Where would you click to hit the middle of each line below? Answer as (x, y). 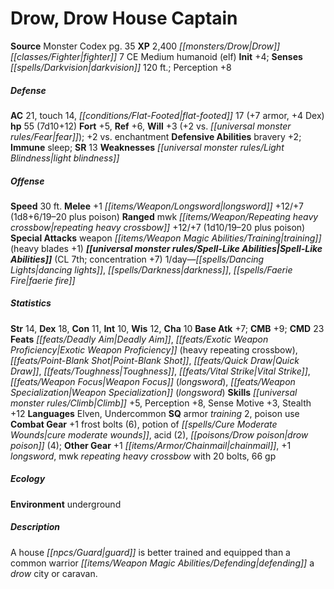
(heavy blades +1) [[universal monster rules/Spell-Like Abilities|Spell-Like (166, 248)
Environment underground (66, 504)
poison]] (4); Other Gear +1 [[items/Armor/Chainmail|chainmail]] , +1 (151, 445)
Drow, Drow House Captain (124, 18)
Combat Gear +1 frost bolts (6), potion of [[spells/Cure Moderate (144, 424)
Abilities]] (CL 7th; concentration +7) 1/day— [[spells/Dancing (137, 259)
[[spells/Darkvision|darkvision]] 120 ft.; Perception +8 (121, 67)
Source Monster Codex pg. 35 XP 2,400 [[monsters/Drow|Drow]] (145, 46)
